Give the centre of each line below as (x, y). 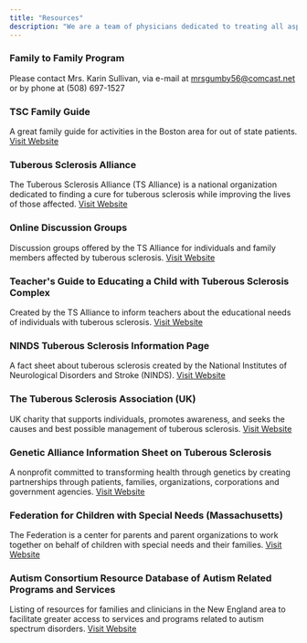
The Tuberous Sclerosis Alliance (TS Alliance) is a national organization (143, 184)
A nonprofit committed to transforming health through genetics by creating (150, 472)
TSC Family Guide (50, 111)
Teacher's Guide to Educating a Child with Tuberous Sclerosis (149, 281)
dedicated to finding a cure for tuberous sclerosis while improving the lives (150, 195)
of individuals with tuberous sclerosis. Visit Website (106, 321)
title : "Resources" (47, 18)
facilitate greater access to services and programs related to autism (137, 619)
